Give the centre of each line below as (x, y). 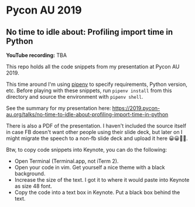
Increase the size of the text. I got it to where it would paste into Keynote (102, 180)
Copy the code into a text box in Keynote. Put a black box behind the (97, 192)
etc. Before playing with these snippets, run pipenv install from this (89, 91)
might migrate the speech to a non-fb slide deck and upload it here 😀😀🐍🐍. (97, 138)
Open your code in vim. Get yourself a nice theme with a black (90, 167)
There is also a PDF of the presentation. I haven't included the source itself (96, 126)
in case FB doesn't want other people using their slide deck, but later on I (94, 132)
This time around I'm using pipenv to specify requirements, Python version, (97, 84)
